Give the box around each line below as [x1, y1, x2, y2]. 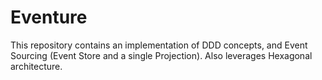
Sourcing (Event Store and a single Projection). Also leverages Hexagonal [10, 49, 313, 61]
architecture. [10, 60, 63, 72]
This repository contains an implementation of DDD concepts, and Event [10, 39, 308, 51]
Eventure [10, 6, 88, 29]
